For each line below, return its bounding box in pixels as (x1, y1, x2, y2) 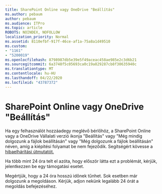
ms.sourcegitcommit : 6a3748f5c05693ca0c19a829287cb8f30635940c (5, 62, 137, 67)
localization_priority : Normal (5, 35, 69, 40)
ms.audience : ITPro (5, 21, 45, 26)
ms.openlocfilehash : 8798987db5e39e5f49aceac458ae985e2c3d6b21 (5, 57, 137, 62)
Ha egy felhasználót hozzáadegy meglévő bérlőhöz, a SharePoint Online (5, 128, 151, 134)
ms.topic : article (5, 25, 43, 30)
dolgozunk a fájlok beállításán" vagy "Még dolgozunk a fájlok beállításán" (5, 138, 153, 144)
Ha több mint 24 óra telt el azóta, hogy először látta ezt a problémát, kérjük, (5, 158, 158, 164)
